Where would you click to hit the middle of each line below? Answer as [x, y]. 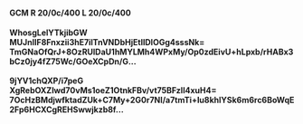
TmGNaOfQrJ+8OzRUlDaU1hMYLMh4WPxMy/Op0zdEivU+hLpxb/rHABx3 [151, 52]
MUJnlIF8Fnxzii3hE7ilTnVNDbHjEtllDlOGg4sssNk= [107, 43]
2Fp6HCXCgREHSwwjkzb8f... [66, 110]
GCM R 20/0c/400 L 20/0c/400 [70, 13]
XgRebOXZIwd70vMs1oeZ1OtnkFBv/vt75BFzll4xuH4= [113, 91]
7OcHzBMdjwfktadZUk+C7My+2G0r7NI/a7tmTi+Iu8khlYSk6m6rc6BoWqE [152, 100]
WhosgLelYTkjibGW [48, 33]
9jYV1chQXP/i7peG [47, 81]
